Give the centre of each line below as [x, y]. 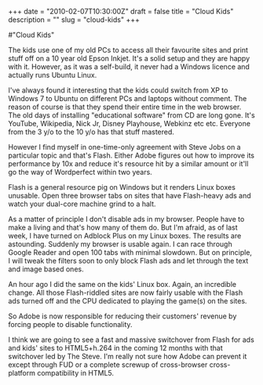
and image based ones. [46, 269]
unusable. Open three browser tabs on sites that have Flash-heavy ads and [130, 196]
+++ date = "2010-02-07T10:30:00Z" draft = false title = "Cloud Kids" [121, 11]
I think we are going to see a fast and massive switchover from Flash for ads [131, 340]
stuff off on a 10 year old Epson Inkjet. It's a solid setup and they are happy [129, 58]
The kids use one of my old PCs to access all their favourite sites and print [128, 50]
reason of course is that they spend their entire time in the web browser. [125, 107]
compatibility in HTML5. [75, 373]
